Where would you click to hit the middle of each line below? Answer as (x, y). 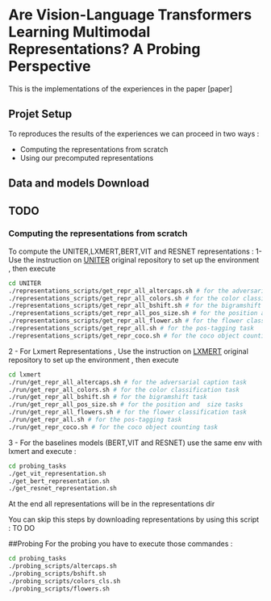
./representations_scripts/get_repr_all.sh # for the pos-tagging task (131, 329)
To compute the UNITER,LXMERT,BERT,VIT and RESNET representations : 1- (135, 251)
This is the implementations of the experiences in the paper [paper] (120, 88)
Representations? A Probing (104, 49)
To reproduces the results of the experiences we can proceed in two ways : (134, 133)
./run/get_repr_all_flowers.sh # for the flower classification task (128, 412)
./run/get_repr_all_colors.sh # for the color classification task (124, 389)
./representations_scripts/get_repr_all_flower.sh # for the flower (126, 321)
